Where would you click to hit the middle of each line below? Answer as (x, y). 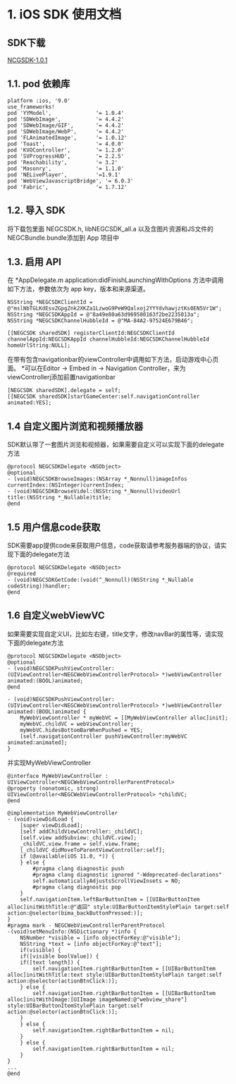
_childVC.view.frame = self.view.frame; (80, 844)
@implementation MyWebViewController (63, 813)
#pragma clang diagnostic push (79, 868)
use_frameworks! (31, 106)
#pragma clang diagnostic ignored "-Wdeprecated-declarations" (127, 875)
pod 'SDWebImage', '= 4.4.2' (66, 119)
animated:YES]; (30, 403)
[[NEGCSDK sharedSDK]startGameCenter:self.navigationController (104, 397)
